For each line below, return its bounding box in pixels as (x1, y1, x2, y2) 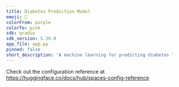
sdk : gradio (6, 30, 35, 36)
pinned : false (6, 47, 41, 53)
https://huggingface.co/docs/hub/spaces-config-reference (6, 74, 150, 81)
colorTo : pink (6, 25, 41, 31)
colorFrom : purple (6, 19, 51, 25)
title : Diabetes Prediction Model (6, 8, 91, 15)
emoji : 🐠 (6, 14, 28, 20)
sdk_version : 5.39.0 (6, 36, 57, 41)
